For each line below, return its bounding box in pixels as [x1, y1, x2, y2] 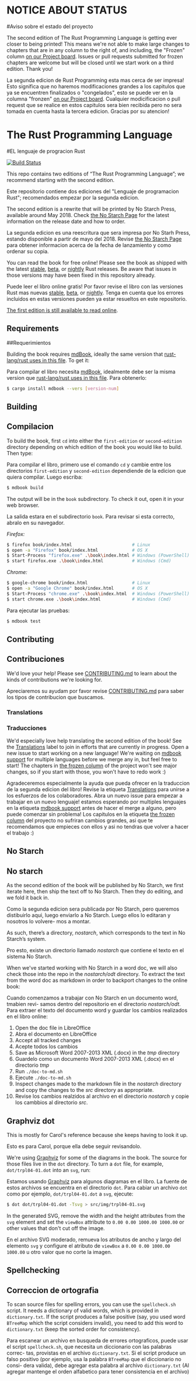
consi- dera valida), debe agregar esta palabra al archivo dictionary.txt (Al [6, 1362, 189, 1369]
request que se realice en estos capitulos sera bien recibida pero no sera [6, 101, 182, 108]
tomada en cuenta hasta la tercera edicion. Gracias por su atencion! [6, 108, 170, 115]
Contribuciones [6, 654, 65, 664]
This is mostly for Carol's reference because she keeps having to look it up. [6, 1131, 188, 1138]
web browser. [6, 501, 40, 509]
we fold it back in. [6, 894, 50, 901]
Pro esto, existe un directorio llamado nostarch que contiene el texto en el [6, 947, 184, 954]
